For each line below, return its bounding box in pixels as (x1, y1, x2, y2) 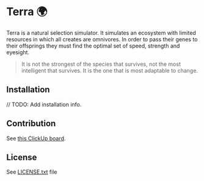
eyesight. (6, 48, 29, 55)
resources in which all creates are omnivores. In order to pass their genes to (6, 35, 198, 43)
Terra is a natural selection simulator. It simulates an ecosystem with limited (6, 29, 197, 37)
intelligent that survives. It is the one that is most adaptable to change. (21, 66, 199, 74)
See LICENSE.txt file (6, 168, 57, 176)
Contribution (6, 118, 56, 129)
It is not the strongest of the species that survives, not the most (21, 60, 181, 68)
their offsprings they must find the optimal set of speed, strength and (6, 42, 180, 49)
